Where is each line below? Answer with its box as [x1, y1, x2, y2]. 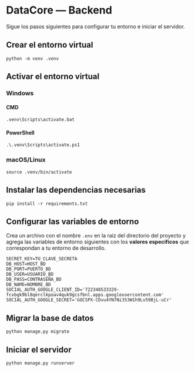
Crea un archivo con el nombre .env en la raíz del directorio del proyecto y [6, 232, 186, 239]
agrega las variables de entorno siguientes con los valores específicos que [6, 239, 189, 246]
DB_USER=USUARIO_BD [6, 272, 54, 277]
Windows [6, 89, 34, 98]
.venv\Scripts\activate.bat [6, 117, 75, 123]
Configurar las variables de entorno [6, 216, 139, 226]
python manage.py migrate [6, 329, 69, 335]
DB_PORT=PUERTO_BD [6, 266, 51, 272]
